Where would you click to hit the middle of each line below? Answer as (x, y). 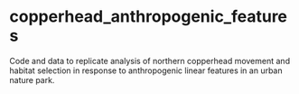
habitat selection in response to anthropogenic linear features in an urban (146, 70)
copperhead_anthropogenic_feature (148, 17)
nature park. (32, 80)
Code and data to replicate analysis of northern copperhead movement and (150, 61)
